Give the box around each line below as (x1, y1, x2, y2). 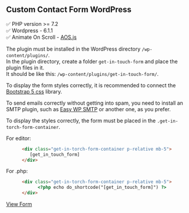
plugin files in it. (6, 64, 45, 71)
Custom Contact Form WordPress (6, 5, 132, 15)
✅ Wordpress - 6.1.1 (6, 26, 53, 34)
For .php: (6, 168, 28, 175)
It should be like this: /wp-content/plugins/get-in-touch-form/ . (6, 70, 159, 77)
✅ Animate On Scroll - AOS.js (6, 34, 77, 41)
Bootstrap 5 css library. (6, 88, 63, 95)
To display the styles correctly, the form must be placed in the (6, 117, 156, 124)
